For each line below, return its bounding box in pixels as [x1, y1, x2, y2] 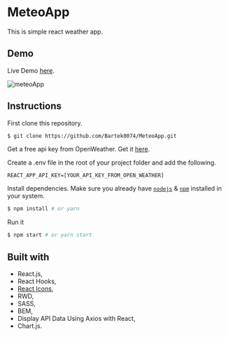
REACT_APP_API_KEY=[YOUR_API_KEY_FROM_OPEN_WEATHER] [7, 172, 165, 179]
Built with [7, 251, 50, 263]
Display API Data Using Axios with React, [17, 315, 136, 322]
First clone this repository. [7, 118, 83, 127]
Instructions [7, 100, 62, 112]
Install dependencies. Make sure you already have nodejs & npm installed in [7, 184, 222, 193]
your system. [7, 192, 46, 200]
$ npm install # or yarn [7, 205, 80, 212]
